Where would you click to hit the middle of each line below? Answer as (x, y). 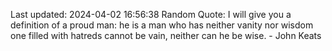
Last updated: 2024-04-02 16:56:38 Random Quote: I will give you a (151, 14)
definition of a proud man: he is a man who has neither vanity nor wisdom (162, 25)
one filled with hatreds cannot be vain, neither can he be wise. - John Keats (166, 35)
